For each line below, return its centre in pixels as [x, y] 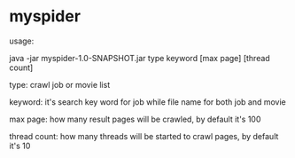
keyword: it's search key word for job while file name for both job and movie [147, 102]
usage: [22, 41]
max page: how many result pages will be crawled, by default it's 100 [135, 119]
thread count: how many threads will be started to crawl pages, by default [144, 136]
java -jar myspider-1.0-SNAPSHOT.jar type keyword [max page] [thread [140, 58]
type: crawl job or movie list [60, 84]
